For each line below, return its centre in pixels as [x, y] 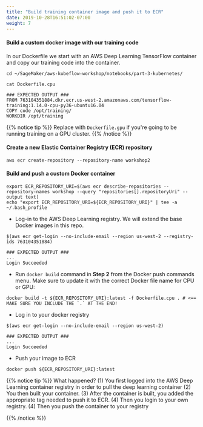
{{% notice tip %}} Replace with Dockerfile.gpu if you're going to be [92, 127]
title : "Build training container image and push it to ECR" [85, 12]
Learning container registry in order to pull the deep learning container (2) [98, 387]
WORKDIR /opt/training [35, 116]
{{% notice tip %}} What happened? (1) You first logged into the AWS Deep [100, 380]
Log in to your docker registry [52, 314]
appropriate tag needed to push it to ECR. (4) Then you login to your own [97, 400]
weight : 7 [19, 23]
